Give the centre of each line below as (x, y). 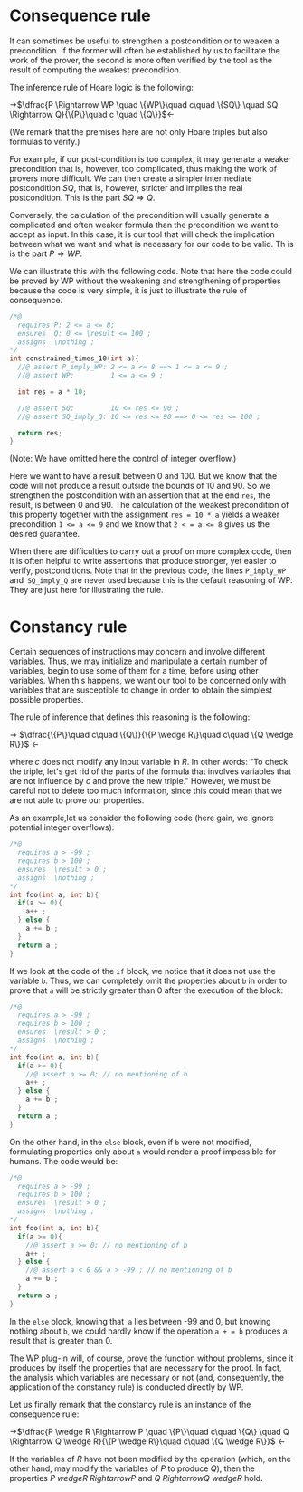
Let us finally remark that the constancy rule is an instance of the (130, 1404)
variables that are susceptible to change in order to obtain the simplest (141, 690)
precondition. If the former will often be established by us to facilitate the (145, 50)
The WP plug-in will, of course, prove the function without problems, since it (151, 1358)
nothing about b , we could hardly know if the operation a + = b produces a (148, 1331)
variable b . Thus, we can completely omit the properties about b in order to (148, 980)
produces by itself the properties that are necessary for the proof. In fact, (146, 1367)
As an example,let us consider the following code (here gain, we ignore (142, 818)
